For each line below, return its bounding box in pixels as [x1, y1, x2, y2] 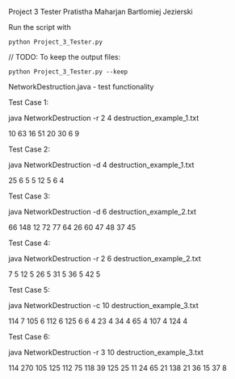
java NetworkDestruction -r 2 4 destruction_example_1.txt [8, 113, 199, 123]
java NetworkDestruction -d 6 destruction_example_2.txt [8, 207, 196, 216]
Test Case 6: [8, 332, 51, 341]
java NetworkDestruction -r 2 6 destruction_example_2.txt [8, 254, 202, 263]
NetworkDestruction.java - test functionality [8, 82, 154, 91]
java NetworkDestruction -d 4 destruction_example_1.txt [8, 160, 195, 169]
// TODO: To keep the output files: [8, 52, 121, 61]
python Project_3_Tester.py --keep [8, 68, 128, 76]
